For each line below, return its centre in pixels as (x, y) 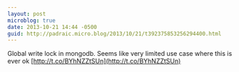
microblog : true (31, 20)
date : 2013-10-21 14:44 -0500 (52, 27)
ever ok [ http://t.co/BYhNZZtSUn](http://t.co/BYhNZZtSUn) (94, 61)
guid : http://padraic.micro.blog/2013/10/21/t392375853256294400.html (115, 34)
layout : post (27, 14)
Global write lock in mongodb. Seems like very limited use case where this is (120, 54)
